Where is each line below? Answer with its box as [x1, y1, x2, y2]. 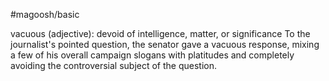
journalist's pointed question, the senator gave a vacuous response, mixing [10, 39, 320, 50]
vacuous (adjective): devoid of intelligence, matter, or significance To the [10, 28, 311, 39]
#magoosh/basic [10, 9, 80, 20]
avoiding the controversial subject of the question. [10, 60, 218, 71]
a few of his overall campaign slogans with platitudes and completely [10, 49, 295, 61]
